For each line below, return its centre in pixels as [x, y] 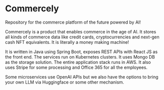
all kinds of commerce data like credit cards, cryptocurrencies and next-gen [82, 37]
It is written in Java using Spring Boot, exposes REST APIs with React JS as [81, 52]
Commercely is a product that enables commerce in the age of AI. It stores [81, 31]
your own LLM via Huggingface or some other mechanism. [65, 82]
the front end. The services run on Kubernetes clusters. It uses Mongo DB [80, 57]
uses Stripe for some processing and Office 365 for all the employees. [76, 67]
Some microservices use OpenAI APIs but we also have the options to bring [82, 77]
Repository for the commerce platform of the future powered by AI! [73, 22]
